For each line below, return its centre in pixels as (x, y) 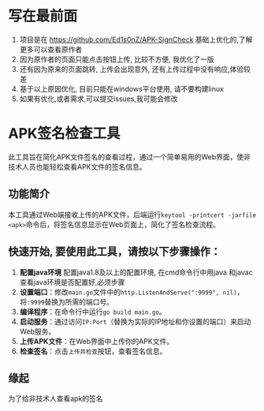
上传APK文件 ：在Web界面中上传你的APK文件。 (97, 341)
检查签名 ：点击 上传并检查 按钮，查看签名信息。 (93, 351)
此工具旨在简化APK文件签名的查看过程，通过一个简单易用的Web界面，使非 (129, 157)
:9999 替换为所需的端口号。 (70, 301)
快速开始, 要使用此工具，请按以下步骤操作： (115, 252)
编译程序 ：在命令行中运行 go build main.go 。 (93, 312)
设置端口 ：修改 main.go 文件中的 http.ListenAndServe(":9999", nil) (128, 292)
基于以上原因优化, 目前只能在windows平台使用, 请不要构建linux (122, 88)
